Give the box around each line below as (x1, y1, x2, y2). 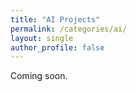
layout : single (10, 33, 74, 43)
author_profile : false (10, 42, 105, 53)
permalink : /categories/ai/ (10, 24, 128, 34)
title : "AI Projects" (10, 14, 101, 25)
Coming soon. (10, 70, 68, 82)
